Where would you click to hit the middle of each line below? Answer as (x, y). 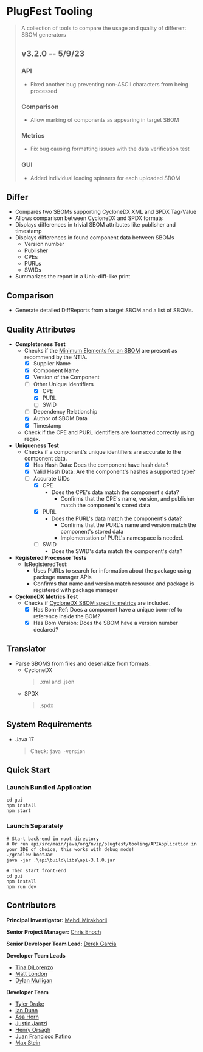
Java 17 (25, 739)
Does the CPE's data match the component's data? (115, 492)
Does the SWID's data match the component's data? (117, 551)
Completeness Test (40, 344)
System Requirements (49, 725)
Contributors (31, 905)
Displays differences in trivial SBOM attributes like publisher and (95, 225)
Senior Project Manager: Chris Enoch (54, 932)
